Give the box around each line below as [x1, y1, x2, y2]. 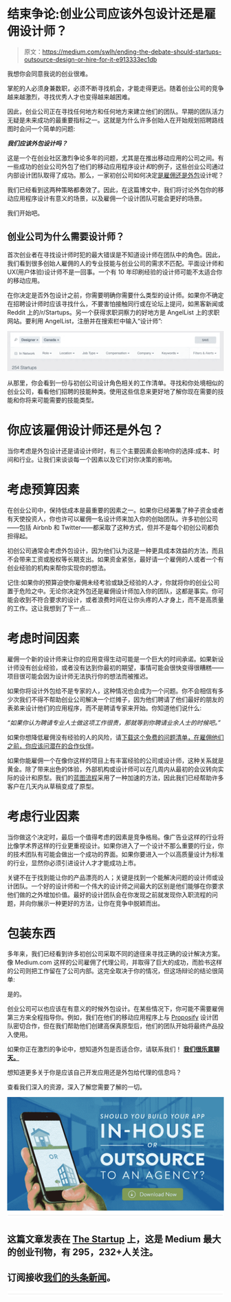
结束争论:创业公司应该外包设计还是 [7, 6, 204, 22]
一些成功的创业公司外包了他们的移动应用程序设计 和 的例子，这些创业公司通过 [7, 162, 224, 171]
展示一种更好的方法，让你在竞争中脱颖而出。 [36, 899, 164, 907]
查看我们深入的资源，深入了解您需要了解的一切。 [7, 1083, 146, 1091]
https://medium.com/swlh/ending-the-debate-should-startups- [42, 47, 222, 56]
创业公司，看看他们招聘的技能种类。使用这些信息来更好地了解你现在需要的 [7, 387, 218, 396]
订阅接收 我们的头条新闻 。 [7, 1272, 115, 1283]
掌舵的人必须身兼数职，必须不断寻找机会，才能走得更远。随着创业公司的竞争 [7, 84, 224, 92]
